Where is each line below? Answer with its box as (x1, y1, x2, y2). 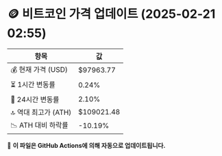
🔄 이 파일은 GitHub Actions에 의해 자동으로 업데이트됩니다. (7, 141, 166, 149)
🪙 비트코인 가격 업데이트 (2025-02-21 (7, 6, 216, 22)
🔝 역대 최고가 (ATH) (10, 107, 72, 117)
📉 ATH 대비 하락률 (10, 120, 69, 130)
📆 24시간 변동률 (10, 94, 60, 104)
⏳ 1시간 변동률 (10, 79, 56, 89)
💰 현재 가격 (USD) (10, 64, 69, 74)
